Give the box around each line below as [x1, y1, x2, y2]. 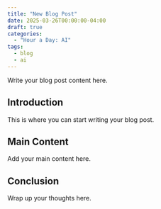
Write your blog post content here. [7, 76, 108, 84]
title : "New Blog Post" [7, 10, 78, 18]
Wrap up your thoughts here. [7, 194, 92, 203]
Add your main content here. [7, 154, 91, 163]
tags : [7, 43, 23, 50]
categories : [7, 30, 43, 38]
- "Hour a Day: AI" [13, 37, 72, 44]
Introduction [7, 96, 64, 108]
